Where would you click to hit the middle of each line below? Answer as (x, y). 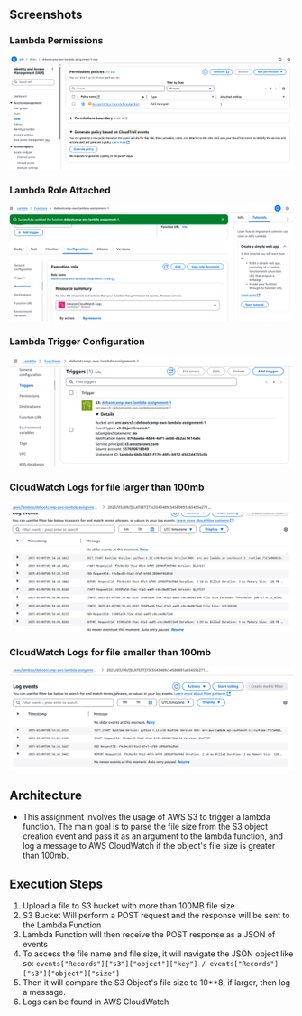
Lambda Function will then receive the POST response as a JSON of (149, 935)
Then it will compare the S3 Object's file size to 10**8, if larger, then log (156, 983)
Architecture (46, 795)
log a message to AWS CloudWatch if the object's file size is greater (149, 846)
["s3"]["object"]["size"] (71, 974)
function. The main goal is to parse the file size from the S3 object (145, 827)
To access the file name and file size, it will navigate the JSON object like (158, 954)
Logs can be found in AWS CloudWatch (96, 1002)
